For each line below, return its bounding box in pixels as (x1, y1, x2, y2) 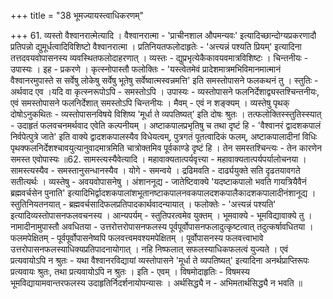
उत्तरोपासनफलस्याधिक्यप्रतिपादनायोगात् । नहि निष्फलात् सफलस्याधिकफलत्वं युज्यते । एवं (10, 243, 289, 255)
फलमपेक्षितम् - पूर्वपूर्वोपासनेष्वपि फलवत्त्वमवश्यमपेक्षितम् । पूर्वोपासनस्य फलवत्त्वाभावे (10, 232, 264, 244)
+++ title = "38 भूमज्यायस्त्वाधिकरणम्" (10, 10, 145, 21)
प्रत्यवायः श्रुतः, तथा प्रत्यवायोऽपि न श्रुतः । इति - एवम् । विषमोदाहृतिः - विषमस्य (10, 266, 250, 277)
